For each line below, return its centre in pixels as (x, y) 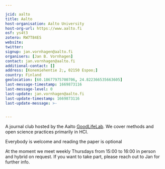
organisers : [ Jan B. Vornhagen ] (39, 56)
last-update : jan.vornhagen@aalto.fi (45, 94)
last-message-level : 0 (29, 89)
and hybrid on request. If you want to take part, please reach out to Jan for (82, 157)
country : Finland (23, 75)
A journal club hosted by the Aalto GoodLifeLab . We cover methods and (79, 127)
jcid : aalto (18, 14)
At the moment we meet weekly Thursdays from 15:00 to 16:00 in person (80, 151)
